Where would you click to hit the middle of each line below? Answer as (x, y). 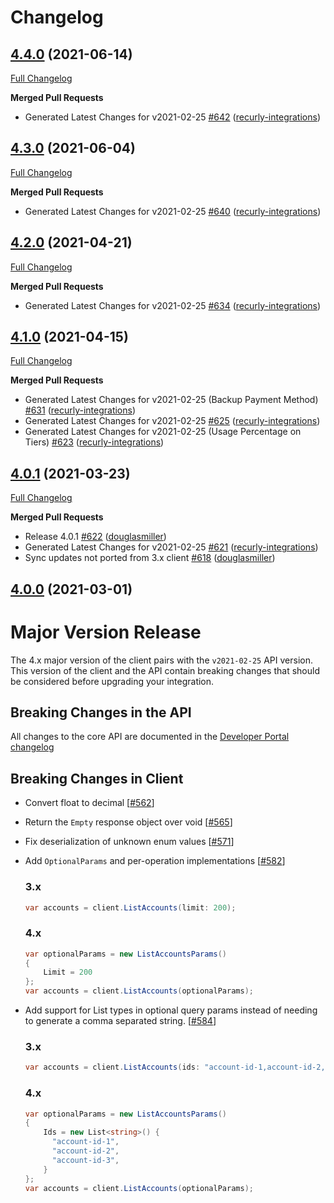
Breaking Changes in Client (97, 778)
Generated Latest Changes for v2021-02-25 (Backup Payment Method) (171, 400)
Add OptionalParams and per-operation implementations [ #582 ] (155, 861)
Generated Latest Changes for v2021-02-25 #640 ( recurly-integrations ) (173, 211)
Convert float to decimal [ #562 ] (89, 803)
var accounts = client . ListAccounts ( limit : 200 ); (130, 907)
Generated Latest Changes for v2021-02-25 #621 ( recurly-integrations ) (171, 547)
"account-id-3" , (85, 1160)
